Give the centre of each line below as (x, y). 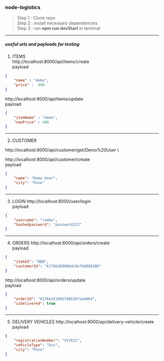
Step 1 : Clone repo (36, 18)
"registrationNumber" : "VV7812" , (48, 341)
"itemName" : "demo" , (36, 117)
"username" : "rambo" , (36, 220)
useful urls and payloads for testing (42, 44)
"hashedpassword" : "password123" (48, 225)
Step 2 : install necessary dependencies (57, 23)
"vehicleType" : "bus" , (37, 345)
